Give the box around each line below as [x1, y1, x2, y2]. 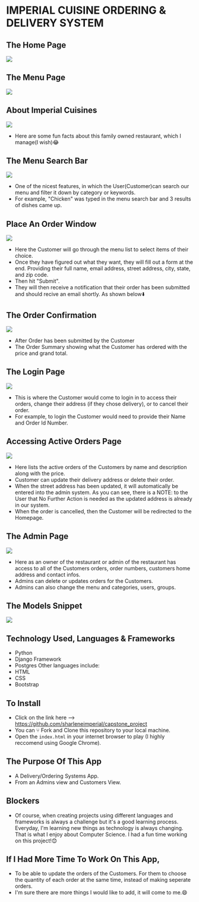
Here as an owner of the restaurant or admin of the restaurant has [14, 558, 176, 566]
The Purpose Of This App [6, 757, 102, 767]
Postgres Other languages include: [14, 662, 100, 669]
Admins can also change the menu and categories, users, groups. [14, 583, 176, 591]
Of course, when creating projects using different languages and [14, 812, 173, 819]
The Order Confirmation [6, 310, 97, 320]
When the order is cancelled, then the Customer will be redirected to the [14, 507, 192, 515]
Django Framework [14, 656, 62, 663]
